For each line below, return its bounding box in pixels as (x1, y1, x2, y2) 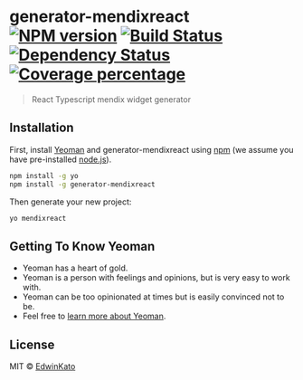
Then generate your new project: (9, 196, 132, 207)
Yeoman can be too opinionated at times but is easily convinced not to (22, 291, 285, 302)
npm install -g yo (9, 171, 79, 180)
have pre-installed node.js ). (9, 154, 112, 165)
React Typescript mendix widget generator (31, 93, 192, 105)
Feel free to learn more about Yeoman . (22, 310, 166, 322)
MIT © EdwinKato (9, 361, 76, 372)
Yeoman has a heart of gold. (22, 262, 128, 273)
